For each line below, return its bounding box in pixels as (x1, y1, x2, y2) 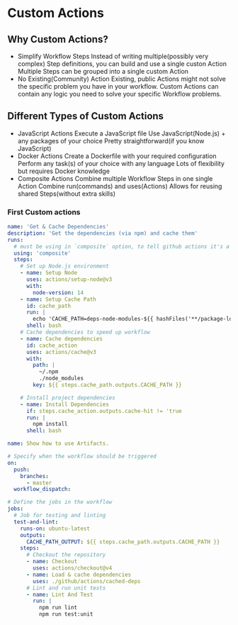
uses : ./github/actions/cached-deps (33, 577, 141, 585)
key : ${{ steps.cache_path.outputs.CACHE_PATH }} (33, 382, 182, 389)
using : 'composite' (13, 250, 72, 257)
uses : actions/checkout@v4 (33, 565, 113, 572)
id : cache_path (25, 302, 72, 309)
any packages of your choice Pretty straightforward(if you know (17, 136, 205, 145)
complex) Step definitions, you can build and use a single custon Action (17, 60, 227, 68)
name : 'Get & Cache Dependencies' (7, 223, 110, 231)
